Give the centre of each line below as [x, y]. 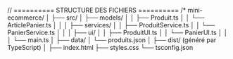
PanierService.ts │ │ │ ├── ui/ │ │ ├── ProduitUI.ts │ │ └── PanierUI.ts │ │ [118, 32]
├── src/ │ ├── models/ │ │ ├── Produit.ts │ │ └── [128, 18]
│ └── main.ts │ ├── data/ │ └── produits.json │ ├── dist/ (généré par [112, 40]
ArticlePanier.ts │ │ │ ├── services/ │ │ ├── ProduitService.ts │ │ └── [111, 25]
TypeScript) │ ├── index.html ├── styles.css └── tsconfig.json [100, 47]
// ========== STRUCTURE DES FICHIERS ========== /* [97, 10]
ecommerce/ [26, 18]
